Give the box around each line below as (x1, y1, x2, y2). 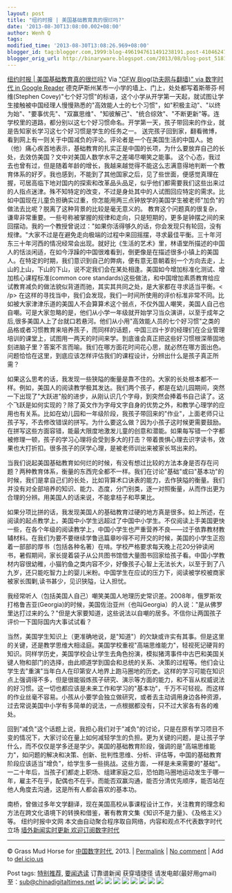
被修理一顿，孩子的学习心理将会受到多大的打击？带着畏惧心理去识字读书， (7, 435, 219, 443)
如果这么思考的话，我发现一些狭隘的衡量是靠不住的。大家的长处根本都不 (7, 375, 213, 383)
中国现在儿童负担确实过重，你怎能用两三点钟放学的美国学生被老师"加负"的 (12, 196, 225, 204)
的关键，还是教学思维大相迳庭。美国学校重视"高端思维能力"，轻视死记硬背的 (7, 641, 225, 649)
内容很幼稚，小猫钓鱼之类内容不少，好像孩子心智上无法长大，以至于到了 (12, 559, 219, 567)
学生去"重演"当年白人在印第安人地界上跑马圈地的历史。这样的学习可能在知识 (7, 666, 225, 675)
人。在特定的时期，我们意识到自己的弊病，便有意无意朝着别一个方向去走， (7, 256, 219, 265)
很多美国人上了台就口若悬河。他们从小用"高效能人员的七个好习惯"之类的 (14, 317, 221, 325)
